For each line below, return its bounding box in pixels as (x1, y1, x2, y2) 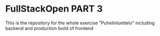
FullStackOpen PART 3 (5, 3, 103, 15)
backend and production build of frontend (5, 25, 94, 31)
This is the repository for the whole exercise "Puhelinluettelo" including (5, 20, 155, 26)
